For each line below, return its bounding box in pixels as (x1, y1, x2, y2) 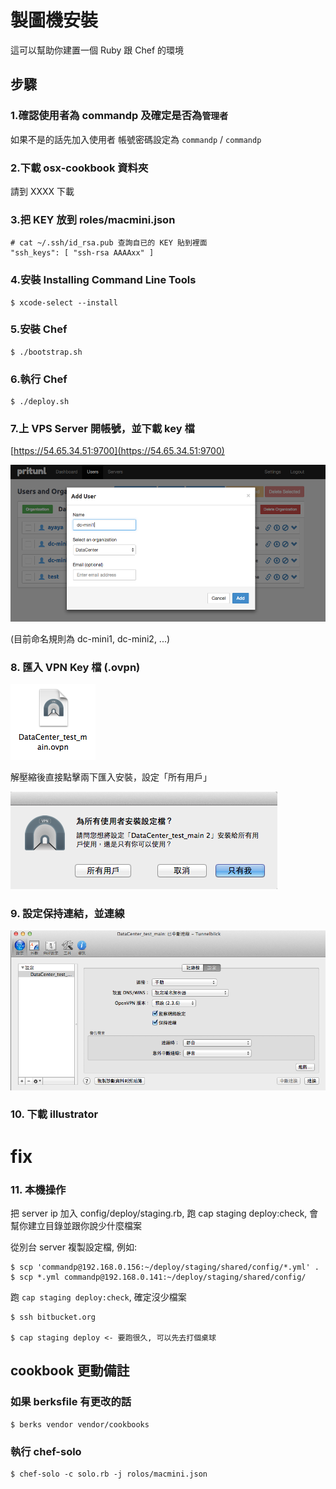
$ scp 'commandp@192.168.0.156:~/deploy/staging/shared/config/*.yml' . (10, 1262, 320, 1272)
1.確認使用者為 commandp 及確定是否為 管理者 (10, 109, 229, 123)
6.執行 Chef (10, 372, 68, 386)
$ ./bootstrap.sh (10, 347, 83, 357)
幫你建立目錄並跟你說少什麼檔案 (10, 1219, 142, 1231)
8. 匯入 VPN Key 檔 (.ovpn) (10, 660, 141, 674)
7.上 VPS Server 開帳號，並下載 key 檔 (10, 422, 195, 436)
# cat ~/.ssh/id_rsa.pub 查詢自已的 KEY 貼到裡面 (10, 238, 208, 248)
